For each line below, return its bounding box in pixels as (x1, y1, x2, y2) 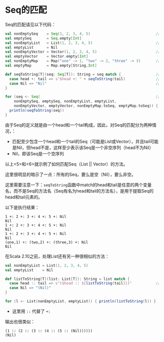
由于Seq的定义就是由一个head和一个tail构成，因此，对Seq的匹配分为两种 (5, 122, 152, 128)
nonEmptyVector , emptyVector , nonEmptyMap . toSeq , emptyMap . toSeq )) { (14, 104, 159, 108)
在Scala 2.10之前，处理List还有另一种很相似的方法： (5, 253, 110, 259)
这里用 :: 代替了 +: (12, 308, 51, 314)
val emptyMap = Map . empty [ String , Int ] (5, 63, 97, 68)
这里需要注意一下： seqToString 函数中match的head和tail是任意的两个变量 (5, 182, 152, 188)
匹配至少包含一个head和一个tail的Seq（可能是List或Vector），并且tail (12, 138, 150, 144)
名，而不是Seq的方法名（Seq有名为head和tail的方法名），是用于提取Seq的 (5, 188, 154, 193)
